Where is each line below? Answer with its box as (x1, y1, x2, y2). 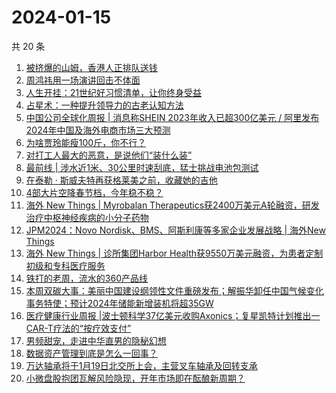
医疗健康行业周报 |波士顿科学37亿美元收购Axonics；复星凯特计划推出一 (25, 309, 321, 321)
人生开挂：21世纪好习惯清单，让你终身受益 (25, 86, 203, 98)
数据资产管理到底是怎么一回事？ (25, 347, 158, 359)
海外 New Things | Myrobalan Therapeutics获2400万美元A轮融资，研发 (25, 199, 320, 211)
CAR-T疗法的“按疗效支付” (25, 322, 132, 334)
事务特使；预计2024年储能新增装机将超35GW (25, 297, 214, 309)
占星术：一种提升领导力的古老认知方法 (25, 99, 184, 111)
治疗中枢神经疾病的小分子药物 (25, 211, 149, 223)
